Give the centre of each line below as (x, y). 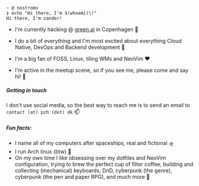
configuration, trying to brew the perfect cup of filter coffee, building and (104, 164)
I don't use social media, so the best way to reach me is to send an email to (98, 105)
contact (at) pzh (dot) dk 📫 (43, 112)
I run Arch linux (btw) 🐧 (43, 152)
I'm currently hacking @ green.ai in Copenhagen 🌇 (76, 29)
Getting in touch (26, 90)
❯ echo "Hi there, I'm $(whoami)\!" (51, 13)
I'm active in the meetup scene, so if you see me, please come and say (102, 70)
